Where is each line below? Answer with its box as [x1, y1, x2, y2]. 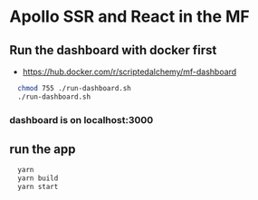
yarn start [17, 183, 59, 192]
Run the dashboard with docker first [9, 43, 217, 58]
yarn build [17, 174, 59, 183]
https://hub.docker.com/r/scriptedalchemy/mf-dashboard [22, 66, 237, 77]
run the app [9, 142, 76, 157]
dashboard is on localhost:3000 [9, 113, 154, 126]
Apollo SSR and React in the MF [9, 6, 251, 27]
